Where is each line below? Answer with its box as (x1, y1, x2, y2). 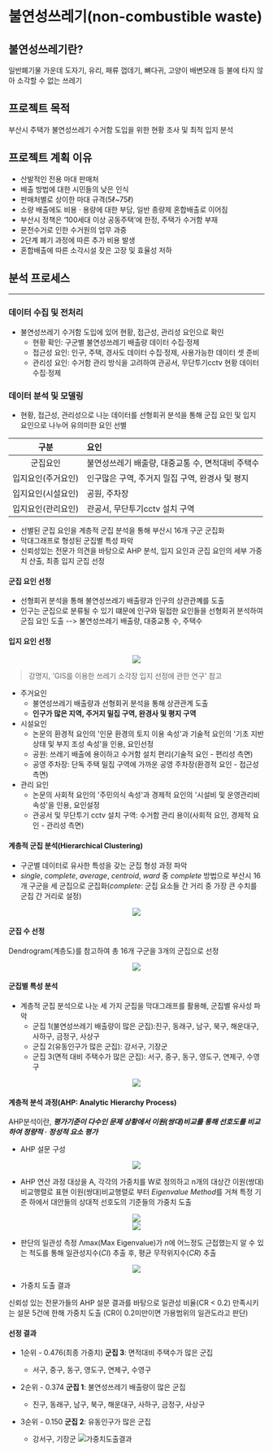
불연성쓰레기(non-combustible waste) (8, 7, 262, 26)
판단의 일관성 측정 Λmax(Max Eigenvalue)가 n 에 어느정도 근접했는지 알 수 (19, 1238, 256, 1248)
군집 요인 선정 (8, 576, 51, 586)
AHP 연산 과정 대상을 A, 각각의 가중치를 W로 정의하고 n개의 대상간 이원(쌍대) (19, 1177, 264, 1187)
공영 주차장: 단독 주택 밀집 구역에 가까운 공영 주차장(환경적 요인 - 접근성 (32, 760, 259, 770)
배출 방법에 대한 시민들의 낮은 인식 (19, 184, 129, 194)
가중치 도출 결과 (19, 1280, 71, 1290)
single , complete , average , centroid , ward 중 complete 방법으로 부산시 (19, 870, 252, 880)
